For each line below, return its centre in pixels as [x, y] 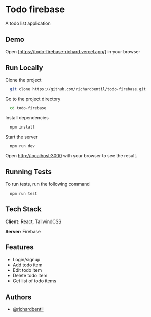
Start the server [22, 137]
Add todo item [27, 265]
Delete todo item [30, 276]
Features [20, 247]
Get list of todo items [34, 281]
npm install [23, 127]
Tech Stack [23, 209]
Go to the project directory [33, 99]
